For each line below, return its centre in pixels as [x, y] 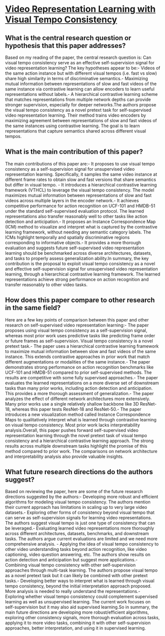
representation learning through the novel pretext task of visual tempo [76, 435]
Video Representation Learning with [81, 9]
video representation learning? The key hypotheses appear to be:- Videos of [83, 68]
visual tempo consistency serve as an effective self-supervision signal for [80, 63]
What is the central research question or [68, 38]
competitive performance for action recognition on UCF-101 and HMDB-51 [80, 206]
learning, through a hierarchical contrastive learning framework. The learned [83, 274]
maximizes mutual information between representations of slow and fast [78, 195]
